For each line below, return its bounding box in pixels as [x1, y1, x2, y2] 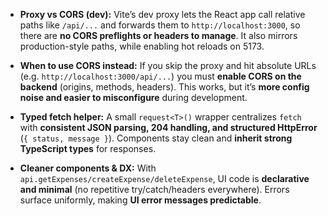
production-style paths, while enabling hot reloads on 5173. [19, 40, 265, 52]
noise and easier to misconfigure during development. [19, 92, 248, 103]
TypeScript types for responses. [19, 143, 157, 154]
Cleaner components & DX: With [19, 162, 157, 174]
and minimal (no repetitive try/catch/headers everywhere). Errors [19, 184, 290, 195]
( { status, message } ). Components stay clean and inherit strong [19, 132, 293, 144]
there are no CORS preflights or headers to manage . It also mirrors [19, 30, 298, 41]
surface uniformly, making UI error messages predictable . [19, 194, 262, 206]
